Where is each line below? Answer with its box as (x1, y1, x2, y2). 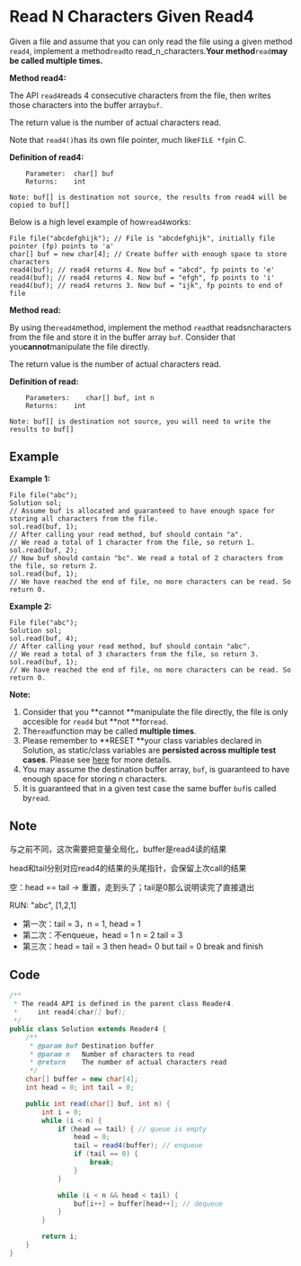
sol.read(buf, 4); (9, 634, 78, 643)
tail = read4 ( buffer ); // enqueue (73, 1141, 203, 1150)
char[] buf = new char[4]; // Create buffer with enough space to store (9, 249, 288, 258)
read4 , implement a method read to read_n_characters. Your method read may (9, 45, 288, 56)
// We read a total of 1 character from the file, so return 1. (9, 538, 255, 547)
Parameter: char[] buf (25, 169, 115, 178)
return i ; (41, 1232, 78, 1242)
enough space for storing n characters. (22, 773, 168, 784)
